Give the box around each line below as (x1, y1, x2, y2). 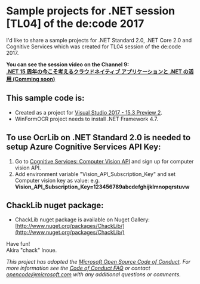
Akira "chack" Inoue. (6, 246, 57, 254)
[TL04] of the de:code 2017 (6, 17, 144, 30)
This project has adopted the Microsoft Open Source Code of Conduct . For (6, 258, 191, 266)
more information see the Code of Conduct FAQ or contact (6, 264, 150, 272)
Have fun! (6, 240, 30, 248)
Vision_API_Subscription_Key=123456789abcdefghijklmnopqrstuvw (14, 183, 190, 190)
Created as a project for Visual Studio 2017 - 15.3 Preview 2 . (14, 109, 163, 116)
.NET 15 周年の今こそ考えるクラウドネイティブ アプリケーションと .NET (6, 67, 182, 75)
